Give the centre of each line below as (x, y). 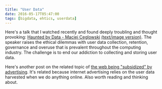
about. (11, 82)
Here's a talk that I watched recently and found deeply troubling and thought (81, 32)
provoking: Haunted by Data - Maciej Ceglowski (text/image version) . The (78, 37)
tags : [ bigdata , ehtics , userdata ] (41, 18)
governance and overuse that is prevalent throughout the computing (73, 47)
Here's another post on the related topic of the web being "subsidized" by (79, 67)
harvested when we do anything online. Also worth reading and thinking (77, 77)
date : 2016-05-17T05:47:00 (32, 14)
